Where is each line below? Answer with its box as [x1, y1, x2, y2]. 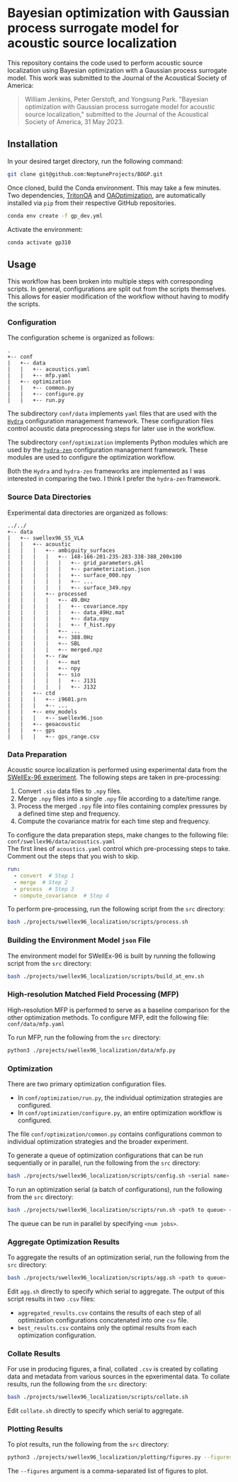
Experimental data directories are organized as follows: [7, 508, 169, 517]
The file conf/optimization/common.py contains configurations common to [7, 1130, 222, 1138]
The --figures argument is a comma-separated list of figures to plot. [7, 1466, 208, 1476]
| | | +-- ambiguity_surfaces [7, 547, 115, 554]
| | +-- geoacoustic [7, 720, 81, 728]
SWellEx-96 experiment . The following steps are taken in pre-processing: [7, 773, 222, 781]
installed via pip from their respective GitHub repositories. [7, 199, 176, 207]
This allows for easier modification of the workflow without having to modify [7, 292, 229, 301]
